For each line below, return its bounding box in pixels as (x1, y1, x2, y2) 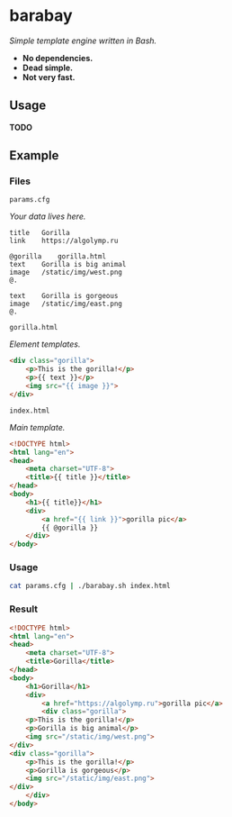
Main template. (9, 422, 66, 432)
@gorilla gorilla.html (9, 252, 106, 261)
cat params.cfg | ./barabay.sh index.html (9, 582, 171, 591)
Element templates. (9, 339, 81, 349)
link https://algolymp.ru (9, 236, 119, 246)
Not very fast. (22, 71, 76, 82)
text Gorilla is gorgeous (9, 292, 119, 301)
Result (9, 603, 39, 615)
